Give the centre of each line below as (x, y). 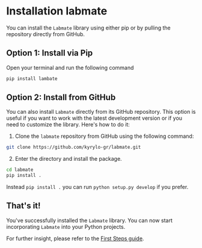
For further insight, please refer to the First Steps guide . (75, 238)
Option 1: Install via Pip (50, 53)
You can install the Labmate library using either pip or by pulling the (88, 28)
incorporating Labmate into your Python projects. (66, 226)
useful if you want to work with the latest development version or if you (94, 118)
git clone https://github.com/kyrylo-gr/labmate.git (74, 147)
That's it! (23, 206)
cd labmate (20, 170)
